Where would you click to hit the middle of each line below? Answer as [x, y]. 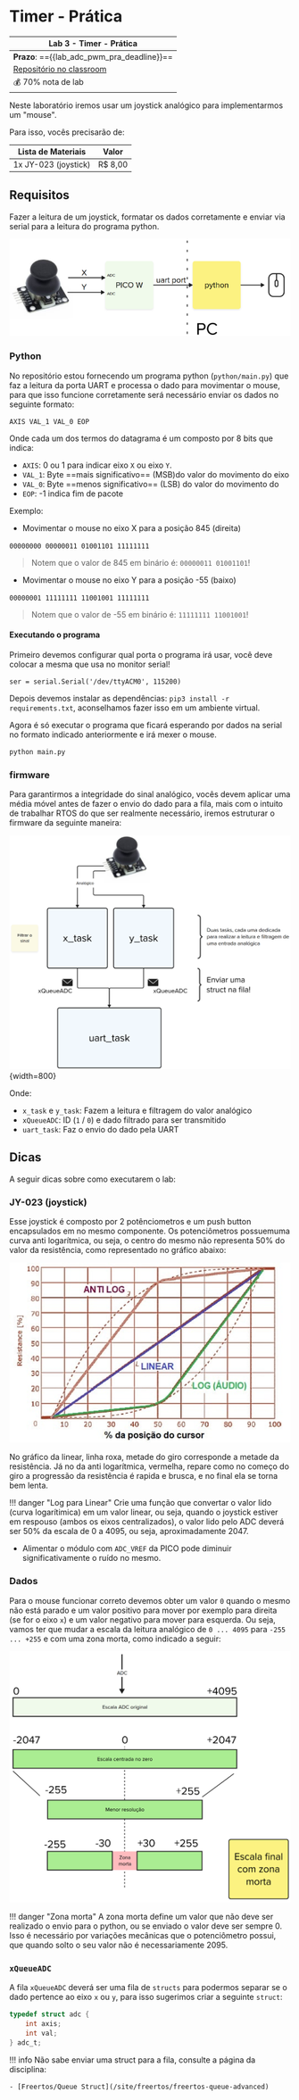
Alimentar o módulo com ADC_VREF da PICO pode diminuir [127, 1548]
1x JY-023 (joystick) [52, 165]
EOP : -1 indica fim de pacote [72, 494]
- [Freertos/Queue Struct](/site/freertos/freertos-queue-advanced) [139, 2087]
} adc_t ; [25, 2043]
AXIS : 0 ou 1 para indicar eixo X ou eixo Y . [97, 465]
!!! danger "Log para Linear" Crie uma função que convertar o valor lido [141, 1503]
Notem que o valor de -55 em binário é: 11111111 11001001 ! [140, 614]
